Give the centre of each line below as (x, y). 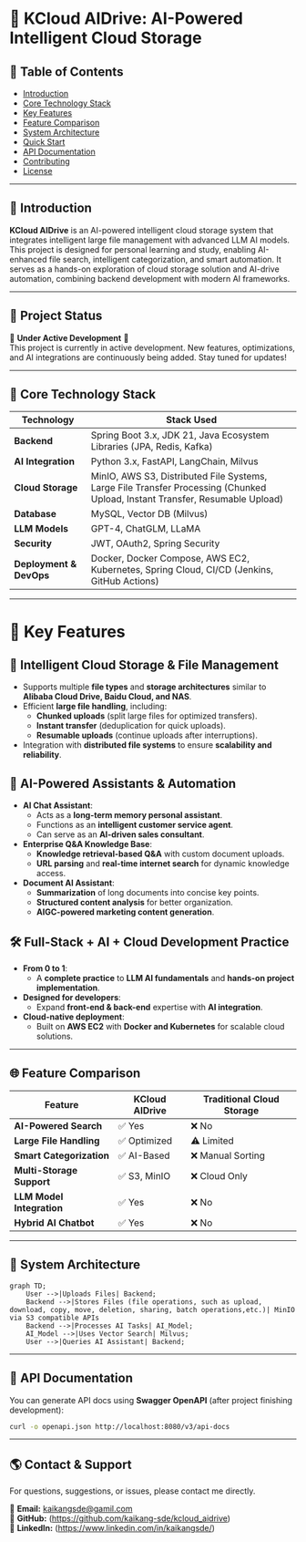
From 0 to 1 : (45, 968)
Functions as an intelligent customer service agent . (135, 825)
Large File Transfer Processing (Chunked (178, 488)
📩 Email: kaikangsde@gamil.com (71, 1509)
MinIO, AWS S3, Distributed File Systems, (179, 476)
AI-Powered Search (58, 1125)
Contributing (46, 161)
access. (51, 874)
